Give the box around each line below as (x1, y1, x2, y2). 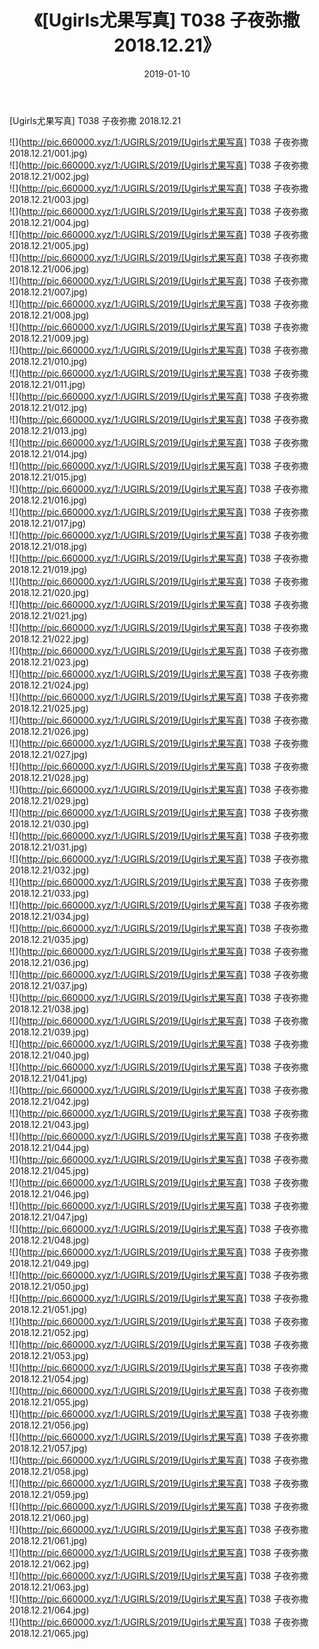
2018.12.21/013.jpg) (9, 424, 88, 436)
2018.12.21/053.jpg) (9, 1349, 89, 1361)
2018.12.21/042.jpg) (9, 1095, 90, 1107)
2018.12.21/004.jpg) (9, 216, 90, 228)
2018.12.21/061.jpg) (9, 1534, 88, 1546)
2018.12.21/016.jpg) (9, 494, 88, 506)
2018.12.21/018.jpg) (9, 540, 88, 552)
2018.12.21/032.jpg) (9, 864, 90, 876)
